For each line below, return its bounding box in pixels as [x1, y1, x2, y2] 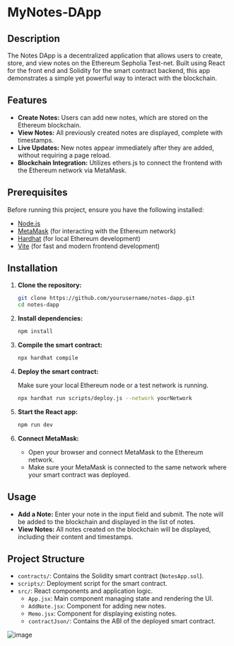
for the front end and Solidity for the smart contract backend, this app [7, 67, 211, 74]
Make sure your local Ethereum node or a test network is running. [17, 381, 209, 389]
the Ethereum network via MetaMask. [17, 166, 127, 174]
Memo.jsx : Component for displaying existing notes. [28, 609, 177, 618]
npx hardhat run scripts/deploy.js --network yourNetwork [17, 394, 192, 401]
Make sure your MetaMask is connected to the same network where [28, 462, 227, 472]
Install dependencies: [17, 314, 83, 323]
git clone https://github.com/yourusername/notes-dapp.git [17, 295, 196, 302]
